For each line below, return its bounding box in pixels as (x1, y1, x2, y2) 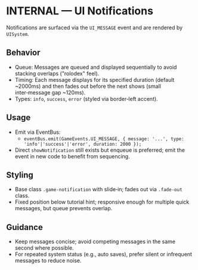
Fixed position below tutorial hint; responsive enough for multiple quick (14, 198, 190, 205)
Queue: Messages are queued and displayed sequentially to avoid (14, 63, 177, 70)
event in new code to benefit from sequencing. (14, 152, 130, 159)
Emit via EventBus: (14, 128, 61, 136)
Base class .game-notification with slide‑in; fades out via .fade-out (14, 186, 183, 193)
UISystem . (6, 30, 30, 37)
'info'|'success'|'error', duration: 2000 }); (23, 141, 142, 147)
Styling (6, 170, 34, 180)
